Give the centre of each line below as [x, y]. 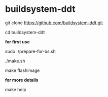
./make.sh [15, 61]
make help [16, 89]
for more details [22, 80]
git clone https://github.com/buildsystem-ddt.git [54, 23]
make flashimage [22, 70]
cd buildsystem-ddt [25, 32]
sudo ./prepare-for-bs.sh [30, 51]
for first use [18, 42]
